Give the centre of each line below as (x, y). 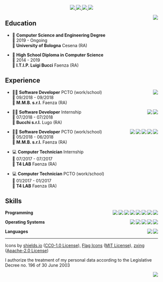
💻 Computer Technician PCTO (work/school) (58, 174)
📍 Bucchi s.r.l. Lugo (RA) (37, 122)
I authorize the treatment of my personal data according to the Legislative (78, 260)
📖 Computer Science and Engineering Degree (59, 35)
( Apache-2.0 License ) (27, 251)
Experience (23, 80)
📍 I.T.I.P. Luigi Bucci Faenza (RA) (45, 65)
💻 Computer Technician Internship (48, 152)
